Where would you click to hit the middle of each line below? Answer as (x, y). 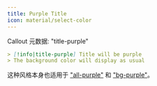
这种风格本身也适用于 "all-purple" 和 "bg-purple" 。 (81, 75)
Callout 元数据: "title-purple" (48, 41)
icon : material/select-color (50, 20)
